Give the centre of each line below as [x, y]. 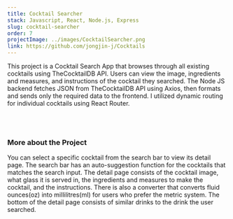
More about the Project [47, 142]
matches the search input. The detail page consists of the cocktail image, [113, 173]
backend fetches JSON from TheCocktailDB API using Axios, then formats [114, 89]
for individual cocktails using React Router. [69, 103]
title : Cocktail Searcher [45, 14]
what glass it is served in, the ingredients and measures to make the [105, 180]
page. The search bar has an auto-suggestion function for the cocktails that [116, 165]
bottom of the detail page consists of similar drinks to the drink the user [110, 202]
